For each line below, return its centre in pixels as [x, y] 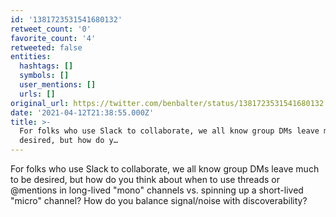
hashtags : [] [46, 66]
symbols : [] [44, 76]
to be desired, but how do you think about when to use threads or [145, 179]
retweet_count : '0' [51, 29]
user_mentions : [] [58, 85]
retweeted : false [46, 47]
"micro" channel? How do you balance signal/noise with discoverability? [159, 200]
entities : [31, 57]
